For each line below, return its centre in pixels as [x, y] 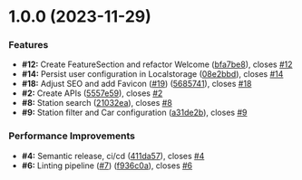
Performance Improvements [72, 136]
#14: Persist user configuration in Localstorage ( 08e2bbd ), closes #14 [152, 74]
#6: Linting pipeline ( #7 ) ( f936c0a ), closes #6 [107, 166]
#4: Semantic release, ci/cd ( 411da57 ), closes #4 [113, 156]
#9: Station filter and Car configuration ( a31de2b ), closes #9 [134, 113]
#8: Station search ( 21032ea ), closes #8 [97, 103]
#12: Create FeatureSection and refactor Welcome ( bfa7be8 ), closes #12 [157, 64]
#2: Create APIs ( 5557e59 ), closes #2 [92, 93]
